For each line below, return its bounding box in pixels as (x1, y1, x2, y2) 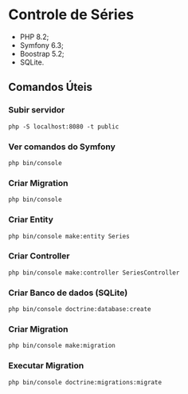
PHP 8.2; (19, 32, 49, 41)
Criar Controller (8, 250, 70, 262)
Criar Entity (8, 214, 54, 225)
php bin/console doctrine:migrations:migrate (8, 378, 162, 386)
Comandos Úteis (8, 81, 93, 94)
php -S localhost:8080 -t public (8, 122, 119, 131)
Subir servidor (8, 104, 65, 116)
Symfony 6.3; (19, 40, 64, 49)
